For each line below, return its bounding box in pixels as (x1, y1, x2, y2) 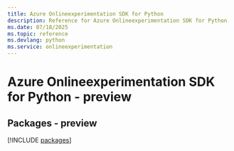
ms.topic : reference (7, 30, 69, 38)
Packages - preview (7, 117, 97, 129)
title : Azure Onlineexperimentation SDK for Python (7, 10, 164, 18)
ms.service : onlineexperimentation (7, 43, 113, 50)
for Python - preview (7, 89, 132, 105)
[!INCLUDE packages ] (7, 136, 72, 144)
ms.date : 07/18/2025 (7, 23, 69, 30)
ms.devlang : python (7, 37, 65, 44)
